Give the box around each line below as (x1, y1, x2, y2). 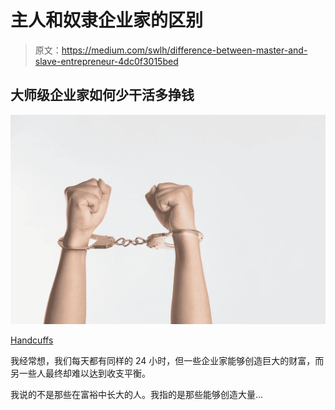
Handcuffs (10, 334, 54, 346)
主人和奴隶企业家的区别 (10, 9, 204, 32)
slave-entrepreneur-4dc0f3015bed (34, 55, 179, 67)
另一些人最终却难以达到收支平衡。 (10, 367, 151, 380)
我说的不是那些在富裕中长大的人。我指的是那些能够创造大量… (10, 389, 264, 401)
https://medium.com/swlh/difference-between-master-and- (61, 44, 308, 56)
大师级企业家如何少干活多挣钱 (10, 87, 195, 104)
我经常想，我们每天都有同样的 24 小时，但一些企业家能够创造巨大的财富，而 (10, 355, 325, 367)
